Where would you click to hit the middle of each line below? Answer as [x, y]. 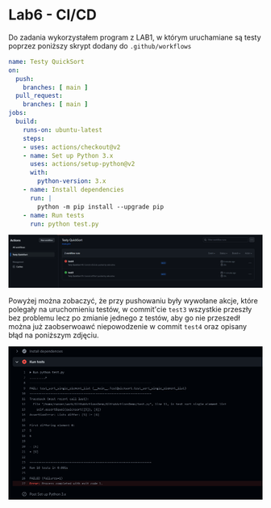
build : [27, 122]
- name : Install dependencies [74, 190]
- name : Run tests [54, 215]
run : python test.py [64, 224]
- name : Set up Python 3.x [68, 155]
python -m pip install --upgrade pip [100, 207]
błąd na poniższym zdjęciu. [54, 335]
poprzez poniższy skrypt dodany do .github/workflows [100, 45]
